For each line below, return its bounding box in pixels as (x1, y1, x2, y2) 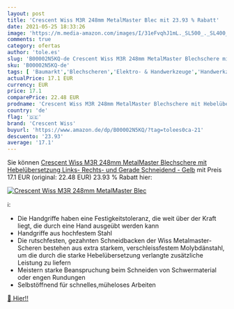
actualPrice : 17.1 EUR (7, 74, 73, 82)
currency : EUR (7, 81, 49, 88)
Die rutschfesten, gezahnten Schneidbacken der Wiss (17, 237, 172, 245)
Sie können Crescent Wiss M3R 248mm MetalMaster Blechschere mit (7, 158, 208, 167)
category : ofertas (7, 42, 61, 49)
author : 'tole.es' (7, 49, 61, 56)
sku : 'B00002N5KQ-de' (7, 62, 70, 69)
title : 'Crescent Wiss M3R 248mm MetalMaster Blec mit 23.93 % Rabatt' (7, 17, 219, 24)
